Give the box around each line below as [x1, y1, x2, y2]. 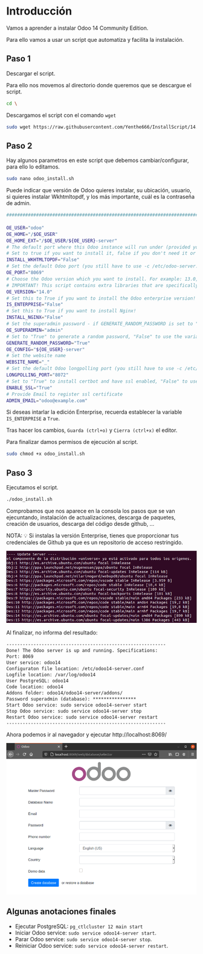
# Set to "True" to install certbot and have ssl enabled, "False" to [6, 378, 188, 385]
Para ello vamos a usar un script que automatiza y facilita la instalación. [6, 36, 184, 43]
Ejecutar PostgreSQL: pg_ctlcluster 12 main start [14, 922, 143, 930]
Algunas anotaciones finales [6, 907, 117, 917]
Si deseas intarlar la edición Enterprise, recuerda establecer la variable [6, 408, 182, 416]
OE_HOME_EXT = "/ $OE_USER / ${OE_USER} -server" [6, 238, 118, 244]
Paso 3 [6, 468, 33, 478]
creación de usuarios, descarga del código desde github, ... [6, 520, 155, 527]
